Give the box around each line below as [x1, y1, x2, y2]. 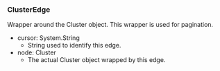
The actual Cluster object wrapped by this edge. [27, 56, 166, 64]
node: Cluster [17, 48, 57, 57]
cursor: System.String [17, 34, 80, 42]
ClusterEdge [7, 5, 51, 14]
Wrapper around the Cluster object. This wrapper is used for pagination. [7, 21, 214, 29]
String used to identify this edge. [27, 41, 121, 50]
